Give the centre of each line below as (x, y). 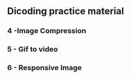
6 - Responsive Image (44, 68)
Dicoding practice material (66, 11)
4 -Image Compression (47, 31)
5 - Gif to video (33, 49)
